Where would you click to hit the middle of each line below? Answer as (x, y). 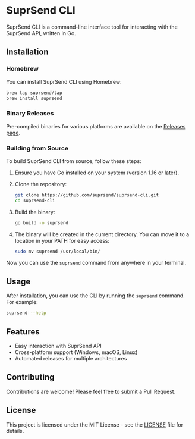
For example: (22, 302)
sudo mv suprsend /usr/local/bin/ (57, 251)
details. (15, 431)
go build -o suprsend (42, 223)
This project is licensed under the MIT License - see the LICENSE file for (95, 424)
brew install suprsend (34, 98)
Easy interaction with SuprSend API (58, 346)
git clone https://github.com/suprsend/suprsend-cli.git (87, 195)
